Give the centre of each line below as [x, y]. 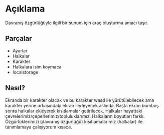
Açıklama [25, 9]
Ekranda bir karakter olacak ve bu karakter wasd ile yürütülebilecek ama [80, 100]
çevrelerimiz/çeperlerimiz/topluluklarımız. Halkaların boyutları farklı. [75, 116]
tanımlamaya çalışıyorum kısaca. [39, 127]
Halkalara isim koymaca [37, 66]
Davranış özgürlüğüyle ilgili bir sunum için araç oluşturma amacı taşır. [77, 23]
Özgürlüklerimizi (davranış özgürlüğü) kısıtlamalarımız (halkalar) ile [74, 121]
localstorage [25, 72]
